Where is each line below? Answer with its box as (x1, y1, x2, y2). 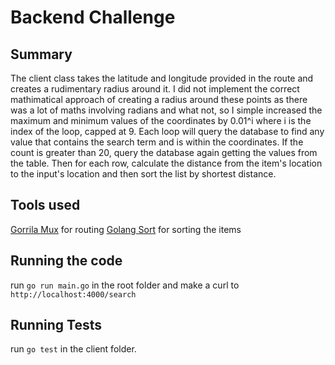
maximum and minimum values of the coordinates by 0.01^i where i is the (10, 115, 312, 126)
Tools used (10, 197, 81, 214)
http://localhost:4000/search (10, 289, 137, 300)
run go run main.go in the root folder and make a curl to (10, 279, 240, 291)
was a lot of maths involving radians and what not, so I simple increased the (10, 104, 323, 116)
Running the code (10, 252, 123, 270)
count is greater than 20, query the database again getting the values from (10, 147, 318, 158)
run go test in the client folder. (10, 343, 137, 355)
